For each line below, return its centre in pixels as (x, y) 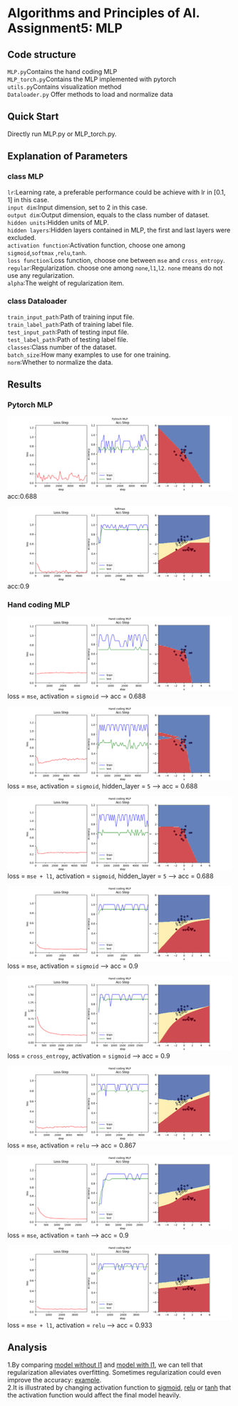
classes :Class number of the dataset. (62, 347)
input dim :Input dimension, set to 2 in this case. (78, 207)
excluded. (22, 237)
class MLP (26, 177)
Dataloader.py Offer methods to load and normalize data (90, 94)
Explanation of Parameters (68, 156)
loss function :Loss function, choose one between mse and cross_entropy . (117, 260)
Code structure (42, 54)
